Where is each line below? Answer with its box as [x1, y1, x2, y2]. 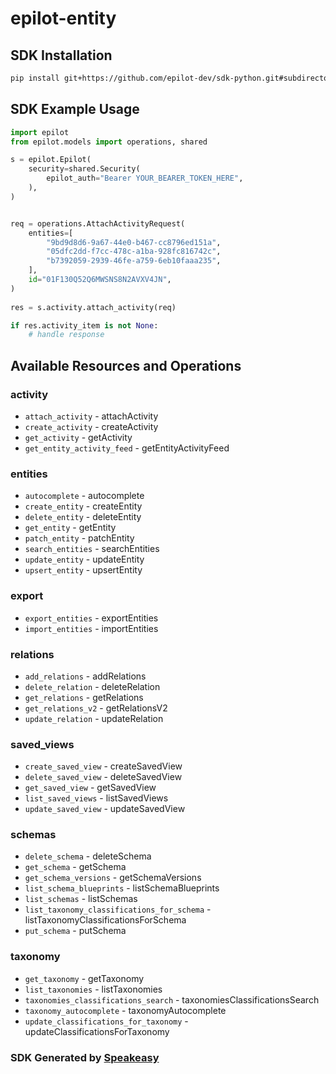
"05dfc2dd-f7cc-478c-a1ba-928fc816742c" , [46, 247, 222, 257]
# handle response [28, 330, 105, 340]
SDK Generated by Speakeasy [10, 1050, 160, 1064]
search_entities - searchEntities [24, 543, 160, 555]
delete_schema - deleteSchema [24, 850, 152, 862]
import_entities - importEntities [24, 622, 159, 634]
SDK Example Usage [10, 101, 140, 118]
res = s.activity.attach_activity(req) [10, 302, 177, 312]
